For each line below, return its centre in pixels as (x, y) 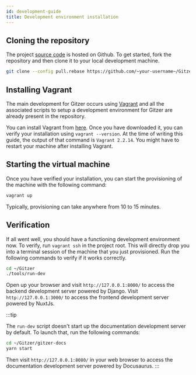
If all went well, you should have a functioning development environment (93, 239)
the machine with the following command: (56, 185)
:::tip (11, 315)
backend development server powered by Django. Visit (72, 291)
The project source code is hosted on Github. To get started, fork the (89, 55)
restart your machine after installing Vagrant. (60, 146)
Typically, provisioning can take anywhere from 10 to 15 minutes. (83, 206)
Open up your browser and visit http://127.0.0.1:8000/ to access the (90, 285)
